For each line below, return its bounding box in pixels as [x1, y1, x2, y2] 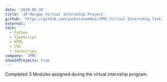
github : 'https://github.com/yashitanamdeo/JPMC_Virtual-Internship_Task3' [5, 16, 166, 21]
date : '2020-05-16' [5, 7, 46, 12]
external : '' [5, 21, 32, 26]
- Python [9, 30, 28, 35]
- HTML [9, 40, 23, 44]
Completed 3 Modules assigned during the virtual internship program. [5, 71, 148, 77]
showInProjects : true [5, 58, 50, 63]
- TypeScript [9, 35, 37, 40]
